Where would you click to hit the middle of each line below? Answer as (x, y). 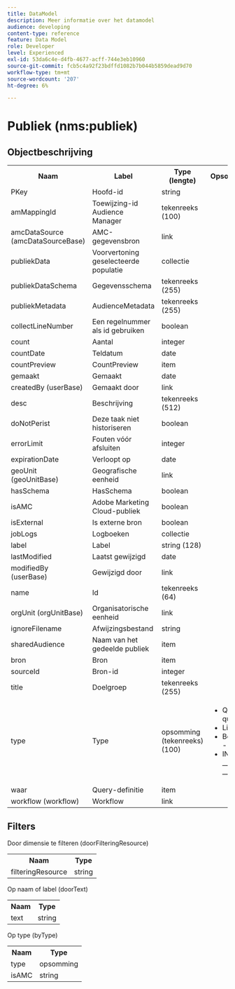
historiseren (112, 428)
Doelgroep (109, 687)
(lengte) (183, 181)
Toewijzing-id (115, 203)
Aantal (102, 342)
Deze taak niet (116, 419)
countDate (28, 354)
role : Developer (31, 46)
